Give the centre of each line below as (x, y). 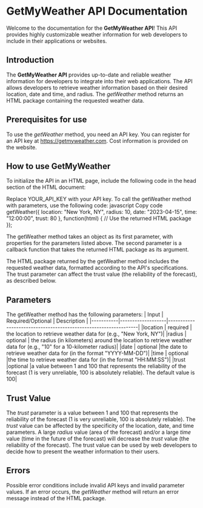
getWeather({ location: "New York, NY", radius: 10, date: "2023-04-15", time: (102, 212)
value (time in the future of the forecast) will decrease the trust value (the (98, 438)
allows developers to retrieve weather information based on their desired (97, 88)
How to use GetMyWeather (58, 166)
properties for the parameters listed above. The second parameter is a (94, 243)
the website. (22, 147)
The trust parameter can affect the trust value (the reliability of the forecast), (102, 274)
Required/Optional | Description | (47, 321)
